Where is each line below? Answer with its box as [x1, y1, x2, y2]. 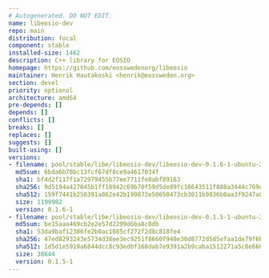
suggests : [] [8, 138, 52, 147]
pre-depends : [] [8, 101, 62, 109]
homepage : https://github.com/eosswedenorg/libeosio [8, 64, 188, 72]
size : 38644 [15, 250, 56, 258]
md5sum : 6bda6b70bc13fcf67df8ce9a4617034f [15, 168, 159, 176]
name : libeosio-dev [8, 19, 74, 27]
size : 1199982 [15, 198, 62, 206]
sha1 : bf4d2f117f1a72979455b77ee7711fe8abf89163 [15, 175, 181, 184]
